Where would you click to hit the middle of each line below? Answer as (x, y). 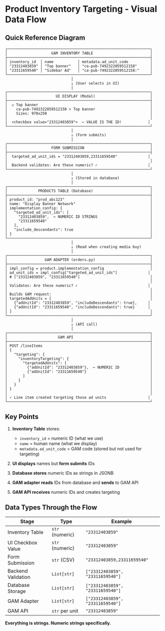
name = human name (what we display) (58, 443)
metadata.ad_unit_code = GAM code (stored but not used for (81, 449)
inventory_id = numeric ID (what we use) (61, 438)
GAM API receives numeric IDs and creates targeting (66, 492)
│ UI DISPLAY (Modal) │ (79, 96)
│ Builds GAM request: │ (79, 294)
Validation (19, 577)
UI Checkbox (23, 542)
